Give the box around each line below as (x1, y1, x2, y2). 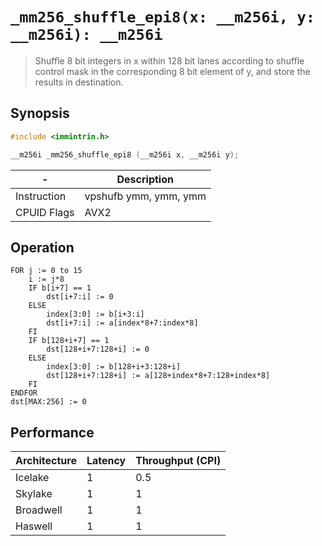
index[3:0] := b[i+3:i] (46, 309, 145, 320)
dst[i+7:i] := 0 (46, 292, 114, 302)
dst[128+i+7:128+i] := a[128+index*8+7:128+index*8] (46, 371, 271, 381)
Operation (10, 239, 75, 256)
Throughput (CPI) (135, 454, 222, 468)
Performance (10, 424, 95, 441)
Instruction (15, 189, 67, 203)
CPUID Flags (15, 205, 75, 219)
